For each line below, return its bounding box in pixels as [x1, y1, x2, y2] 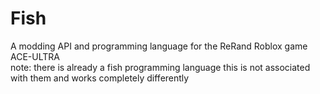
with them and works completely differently [10, 72, 190, 84]
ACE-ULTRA [10, 50, 60, 62]
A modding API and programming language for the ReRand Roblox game [10, 40, 308, 52]
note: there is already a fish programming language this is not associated [10, 61, 311, 73]
